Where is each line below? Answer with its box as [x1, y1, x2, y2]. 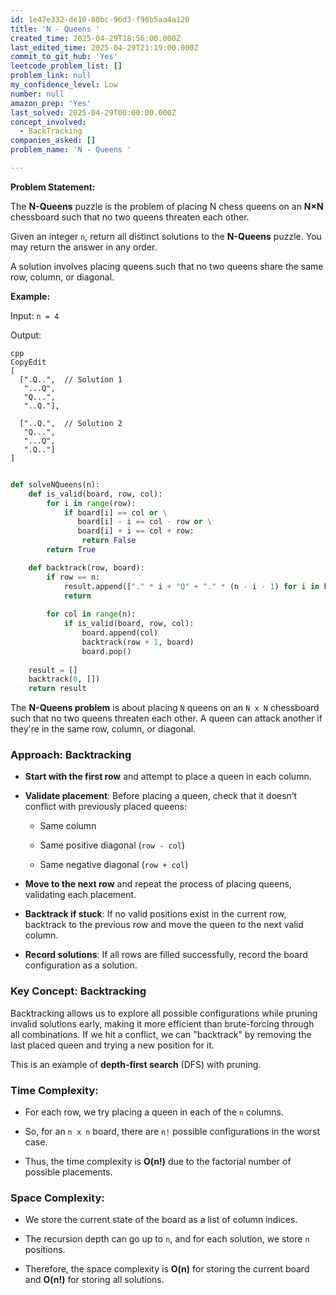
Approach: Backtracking [10, 748, 132, 762]
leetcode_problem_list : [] [10, 61, 123, 71]
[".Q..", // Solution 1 [19, 374, 123, 385]
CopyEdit [10, 357, 47, 367]
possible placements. [24, 1166, 113, 1178]
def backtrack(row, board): [28, 562, 145, 573]
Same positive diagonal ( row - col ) [39, 839, 186, 851]
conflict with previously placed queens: [24, 801, 188, 813]
